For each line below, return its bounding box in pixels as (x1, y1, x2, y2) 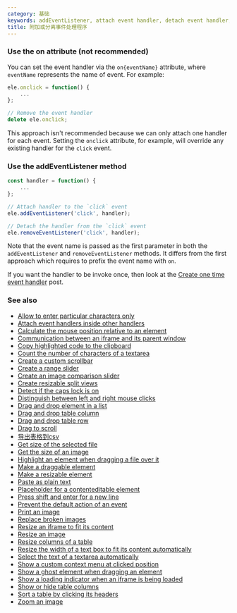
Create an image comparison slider (17, 371, 120, 380)
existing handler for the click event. (7, 144, 112, 152)
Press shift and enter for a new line (17, 493, 119, 501)
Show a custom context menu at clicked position (17, 559, 159, 568)
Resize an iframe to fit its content (17, 522, 114, 531)
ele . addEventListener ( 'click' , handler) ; (7, 209, 131, 217)
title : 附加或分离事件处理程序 (7, 23, 87, 30)
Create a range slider (17, 364, 79, 372)
